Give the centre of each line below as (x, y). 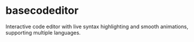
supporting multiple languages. (43, 32)
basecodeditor (42, 11)
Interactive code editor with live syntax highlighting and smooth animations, (97, 26)
